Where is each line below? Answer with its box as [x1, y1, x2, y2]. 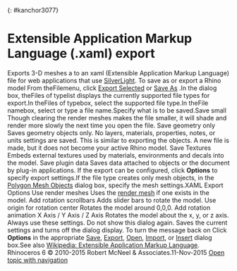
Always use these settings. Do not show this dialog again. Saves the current [7, 218, 228, 227]
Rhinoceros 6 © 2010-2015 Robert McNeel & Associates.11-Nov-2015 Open [7, 248, 225, 256]
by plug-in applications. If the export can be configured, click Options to [7, 165, 218, 175]
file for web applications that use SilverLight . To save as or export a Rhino [7, 76, 221, 84]
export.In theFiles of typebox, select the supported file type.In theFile [7, 99, 209, 107]
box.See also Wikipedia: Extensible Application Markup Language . [7, 241, 200, 249]
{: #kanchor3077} [7, 6, 59, 14]
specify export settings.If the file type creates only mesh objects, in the [7, 173, 214, 182]
